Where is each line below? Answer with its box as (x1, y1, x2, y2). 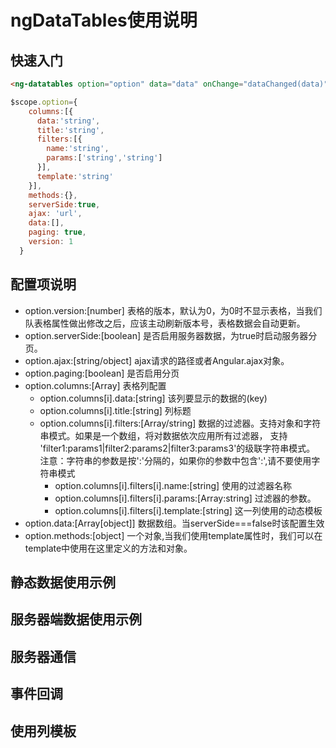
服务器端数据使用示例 (10, 611, 142, 628)
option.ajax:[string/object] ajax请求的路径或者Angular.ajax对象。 (24, 354, 290, 366)
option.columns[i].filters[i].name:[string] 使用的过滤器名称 (54, 479, 293, 491)
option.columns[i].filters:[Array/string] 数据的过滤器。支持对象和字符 (39, 417, 322, 429)
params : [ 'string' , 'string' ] (46, 153, 163, 163)
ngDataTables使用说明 (10, 9, 198, 32)
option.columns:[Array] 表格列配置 (24, 379, 167, 391)
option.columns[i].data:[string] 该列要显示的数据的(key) (39, 392, 268, 404)
